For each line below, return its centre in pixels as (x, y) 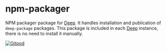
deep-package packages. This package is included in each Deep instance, (82, 28)
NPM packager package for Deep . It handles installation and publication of (83, 23)
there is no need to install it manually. (44, 33)
